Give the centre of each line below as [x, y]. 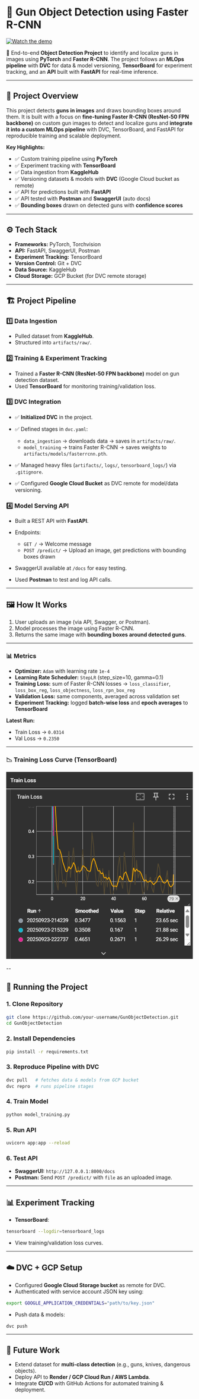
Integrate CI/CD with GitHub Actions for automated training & [89, 1384]
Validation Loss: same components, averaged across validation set [97, 697]
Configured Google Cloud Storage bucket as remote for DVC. [90, 1285]
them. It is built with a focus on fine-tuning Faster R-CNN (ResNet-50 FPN [98, 117]
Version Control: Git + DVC [48, 263]
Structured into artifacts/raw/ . [53, 343]
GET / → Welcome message [57, 544]
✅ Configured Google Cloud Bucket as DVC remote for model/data [97, 483]
